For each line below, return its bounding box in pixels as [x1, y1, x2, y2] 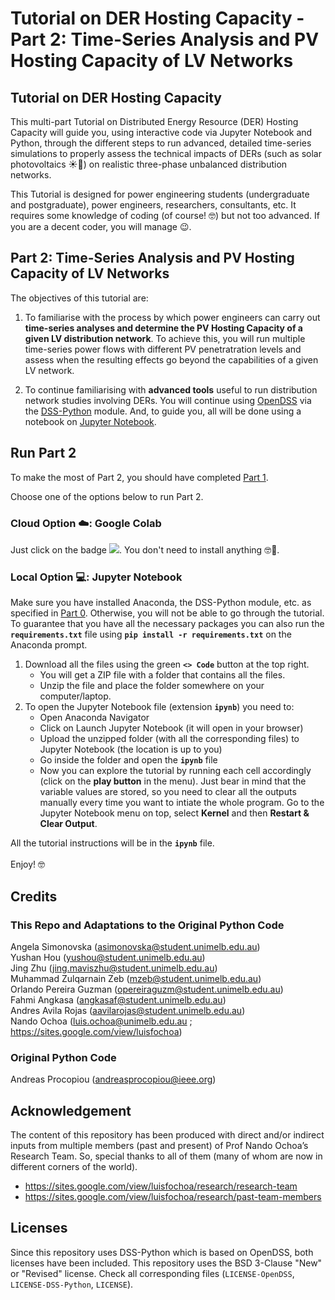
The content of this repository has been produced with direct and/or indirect [10, 1129, 325, 1141]
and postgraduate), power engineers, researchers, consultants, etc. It [10, 199, 297, 211]
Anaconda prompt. [10, 639, 88, 651]
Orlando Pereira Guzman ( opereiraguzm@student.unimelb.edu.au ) [10, 983, 284, 995]
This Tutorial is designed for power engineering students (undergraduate [10, 188, 310, 200]
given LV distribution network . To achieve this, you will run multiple [24, 332, 306, 344]
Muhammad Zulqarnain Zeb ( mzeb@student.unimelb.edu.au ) [10, 972, 262, 984]
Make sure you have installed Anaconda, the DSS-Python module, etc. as [10, 597, 312, 609]
